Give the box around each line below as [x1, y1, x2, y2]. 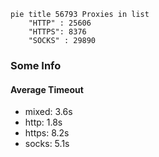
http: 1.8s [24, 116, 63, 129]
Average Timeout [10, 83, 84, 95]
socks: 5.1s [24, 138, 70, 150]
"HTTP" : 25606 [28, 18, 92, 28]
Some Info [10, 58, 62, 72]
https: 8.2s [24, 127, 70, 139]
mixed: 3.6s [24, 106, 73, 118]
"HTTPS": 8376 [28, 27, 87, 37]
